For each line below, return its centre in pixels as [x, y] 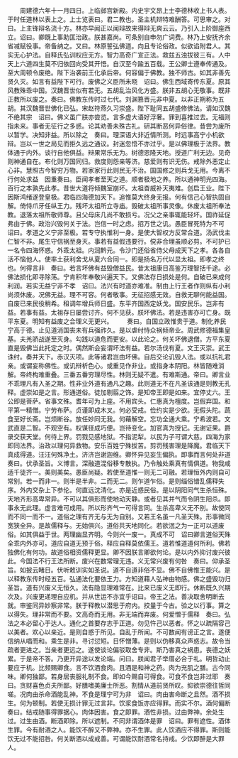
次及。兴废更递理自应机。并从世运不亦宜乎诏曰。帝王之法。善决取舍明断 [113, 596]
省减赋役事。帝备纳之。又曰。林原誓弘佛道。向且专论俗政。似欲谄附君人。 [116, 46]
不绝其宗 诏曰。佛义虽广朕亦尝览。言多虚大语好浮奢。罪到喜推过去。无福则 [119, 117]
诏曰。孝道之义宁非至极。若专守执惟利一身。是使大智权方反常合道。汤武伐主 [119, 232]
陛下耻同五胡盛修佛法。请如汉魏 [184, 108]
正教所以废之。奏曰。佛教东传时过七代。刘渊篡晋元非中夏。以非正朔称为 [113, 99]
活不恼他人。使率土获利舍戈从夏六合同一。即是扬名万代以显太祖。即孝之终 [116, 259]
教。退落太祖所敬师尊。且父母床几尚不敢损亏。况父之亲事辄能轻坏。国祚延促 [119, 215]
